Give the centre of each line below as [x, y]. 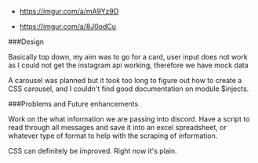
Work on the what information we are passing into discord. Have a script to [129, 119]
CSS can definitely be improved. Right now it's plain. [93, 151]
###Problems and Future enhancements [73, 104]
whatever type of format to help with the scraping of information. [113, 136]
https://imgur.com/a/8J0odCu [67, 26]
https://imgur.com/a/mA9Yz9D [69, 11]
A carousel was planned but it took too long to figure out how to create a [125, 80]
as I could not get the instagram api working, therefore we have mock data [128, 65]
